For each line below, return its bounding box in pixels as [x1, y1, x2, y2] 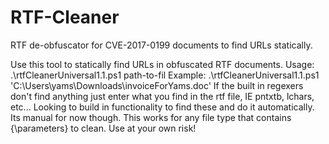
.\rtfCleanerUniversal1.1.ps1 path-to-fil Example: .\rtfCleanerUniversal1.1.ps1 [10, 69, 320, 81]
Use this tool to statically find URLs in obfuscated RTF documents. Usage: [10, 58, 315, 70]
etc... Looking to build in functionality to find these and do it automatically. [10, 101, 315, 113]
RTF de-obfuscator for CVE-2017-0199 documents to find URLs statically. [10, 39, 313, 51]
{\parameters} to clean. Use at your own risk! [10, 122, 197, 134]
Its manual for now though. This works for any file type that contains [10, 111, 292, 123]
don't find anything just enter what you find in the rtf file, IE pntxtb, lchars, [10, 90, 315, 102]
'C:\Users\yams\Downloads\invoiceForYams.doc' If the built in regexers [10, 79, 304, 91]
